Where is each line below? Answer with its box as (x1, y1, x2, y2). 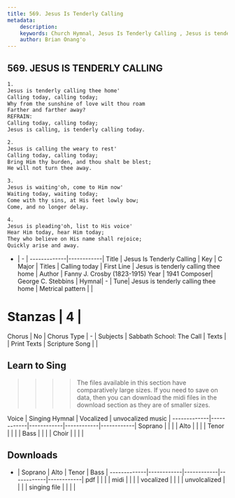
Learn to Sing (7, 360, 66, 371)
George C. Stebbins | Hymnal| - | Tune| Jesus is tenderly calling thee (17, 277, 216, 285)
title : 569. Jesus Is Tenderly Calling (7, 10, 124, 17)
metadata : (7, 17, 36, 24)
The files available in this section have (76, 378, 187, 387)
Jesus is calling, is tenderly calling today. (7, 127, 145, 134)
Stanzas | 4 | (7, 309, 83, 325)
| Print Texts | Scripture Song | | (7, 340, 98, 348)
